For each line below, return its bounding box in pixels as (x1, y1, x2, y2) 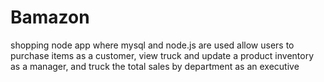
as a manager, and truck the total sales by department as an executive (10, 60, 300, 72)
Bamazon (10, 6, 90, 29)
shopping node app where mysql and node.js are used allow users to (10, 39, 295, 51)
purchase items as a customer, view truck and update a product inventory (10, 49, 315, 61)
